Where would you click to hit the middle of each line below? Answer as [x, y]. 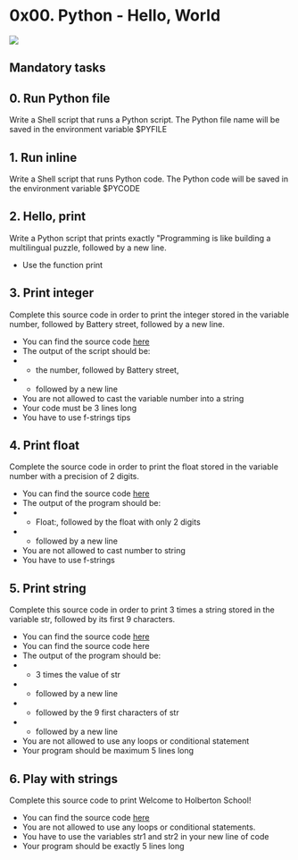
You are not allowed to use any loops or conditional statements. [139, 827]
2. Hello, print [48, 217]
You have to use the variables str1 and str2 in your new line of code [145, 837]
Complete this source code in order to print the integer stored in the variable [149, 315]
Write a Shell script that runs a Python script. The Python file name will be [145, 120]
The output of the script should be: [86, 350]
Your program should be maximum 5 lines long [108, 751]
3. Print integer [52, 293]
